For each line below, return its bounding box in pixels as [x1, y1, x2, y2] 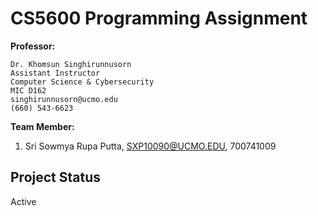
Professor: [10, 40, 56, 52]
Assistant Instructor [10, 68, 101, 78]
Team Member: [10, 120, 75, 132]
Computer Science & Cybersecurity [10, 77, 155, 87]
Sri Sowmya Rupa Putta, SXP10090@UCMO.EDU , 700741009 [24, 140, 277, 152]
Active [10, 195, 37, 207]
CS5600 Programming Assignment [10, 7, 308, 30]
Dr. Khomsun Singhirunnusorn [10, 59, 132, 69]
